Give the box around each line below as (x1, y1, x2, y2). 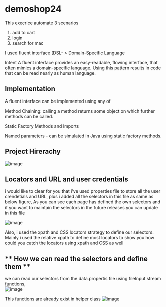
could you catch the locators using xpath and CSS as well (5, 240, 124, 246)
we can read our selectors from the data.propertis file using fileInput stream (5, 276, 161, 282)
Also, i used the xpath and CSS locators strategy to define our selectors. (5, 229, 154, 235)
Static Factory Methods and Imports (5, 123, 79, 129)
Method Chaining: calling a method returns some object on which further (5, 108, 155, 114)
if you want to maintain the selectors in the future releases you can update (5, 204, 158, 211)
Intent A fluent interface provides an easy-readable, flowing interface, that (5, 59, 158, 65)
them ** (5, 262, 31, 271)
